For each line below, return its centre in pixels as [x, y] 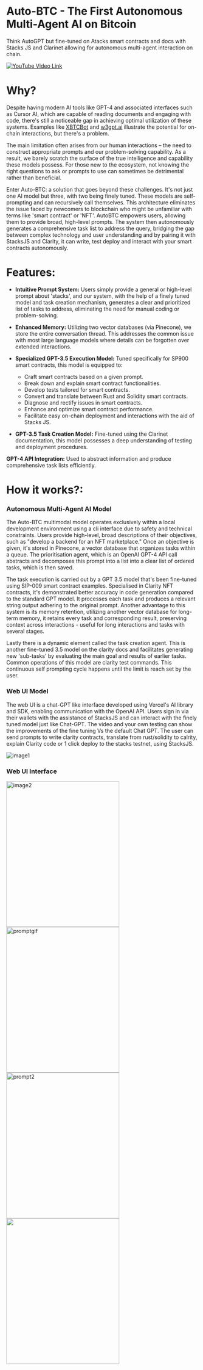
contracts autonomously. [37, 248]
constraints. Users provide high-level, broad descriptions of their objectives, [102, 535]
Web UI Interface [32, 771]
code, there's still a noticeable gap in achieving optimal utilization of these [99, 120]
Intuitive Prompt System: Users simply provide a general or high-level [103, 289]
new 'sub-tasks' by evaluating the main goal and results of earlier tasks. [96, 656]
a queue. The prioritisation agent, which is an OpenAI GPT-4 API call [92, 555]
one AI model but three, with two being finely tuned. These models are [95, 196]
